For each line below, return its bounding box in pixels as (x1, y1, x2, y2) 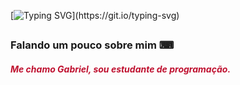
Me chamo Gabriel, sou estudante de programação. (10, 63, 232, 75)
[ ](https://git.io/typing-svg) (10, 10, 180, 21)
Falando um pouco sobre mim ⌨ (10, 38, 175, 52)
